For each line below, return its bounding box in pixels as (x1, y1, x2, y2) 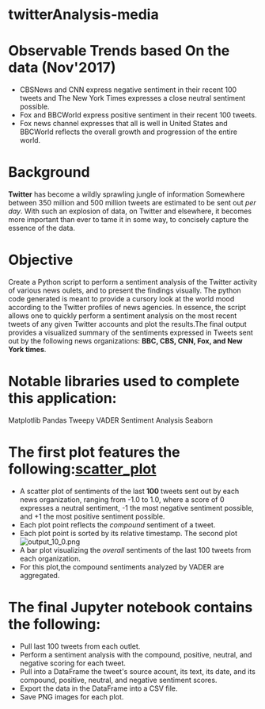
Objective (8, 251, 74, 269)
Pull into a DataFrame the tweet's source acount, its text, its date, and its (19, 666, 256, 676)
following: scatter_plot (8, 460, 157, 478)
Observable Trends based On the (8, 42, 230, 60)
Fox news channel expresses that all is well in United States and (19, 119, 228, 128)
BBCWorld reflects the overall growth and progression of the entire (19, 127, 237, 136)
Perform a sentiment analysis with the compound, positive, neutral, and (19, 650, 252, 659)
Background (8, 163, 90, 182)
